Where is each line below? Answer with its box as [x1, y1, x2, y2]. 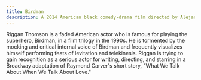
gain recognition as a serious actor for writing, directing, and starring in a [6, 56, 187, 63]
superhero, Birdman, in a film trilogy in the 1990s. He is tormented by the [6, 37, 185, 44]
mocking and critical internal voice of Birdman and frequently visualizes [6, 43, 182, 50]
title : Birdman [6, 8, 44, 15]
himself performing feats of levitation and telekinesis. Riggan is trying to [6, 49, 184, 56]
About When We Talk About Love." [6, 68, 92, 75]
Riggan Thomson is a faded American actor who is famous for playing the [6, 30, 188, 37]
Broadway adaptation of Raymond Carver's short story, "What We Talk [6, 62, 180, 69]
